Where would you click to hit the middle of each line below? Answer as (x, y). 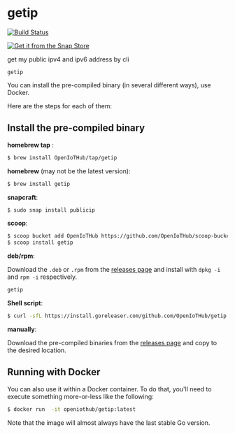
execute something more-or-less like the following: (80, 396)
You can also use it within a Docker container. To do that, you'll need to (109, 389)
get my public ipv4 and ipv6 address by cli (68, 59)
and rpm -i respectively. (42, 277)
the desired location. (37, 350)
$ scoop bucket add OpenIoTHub (53, 236)
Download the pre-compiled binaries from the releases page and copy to (112, 342)
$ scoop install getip (40, 243)
